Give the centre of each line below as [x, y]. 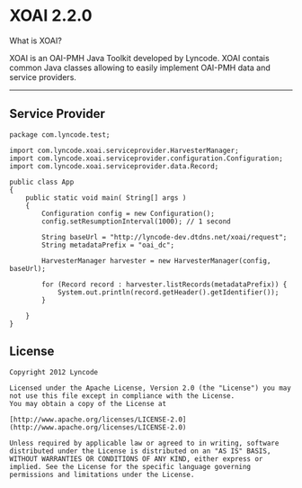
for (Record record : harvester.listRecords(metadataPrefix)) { [164, 285]
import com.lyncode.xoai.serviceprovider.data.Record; [114, 166]
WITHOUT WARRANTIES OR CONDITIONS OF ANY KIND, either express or [136, 459]
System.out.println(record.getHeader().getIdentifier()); [168, 292]
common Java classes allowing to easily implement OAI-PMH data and [140, 68]
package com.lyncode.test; [60, 135]
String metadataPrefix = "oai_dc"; [108, 245]
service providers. [43, 77]
